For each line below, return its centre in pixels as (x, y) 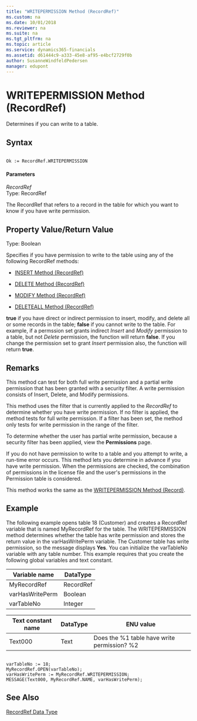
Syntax (19, 142)
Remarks (23, 368)
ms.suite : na (22, 33)
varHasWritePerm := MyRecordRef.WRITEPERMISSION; (68, 674)
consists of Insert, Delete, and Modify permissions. (67, 394)
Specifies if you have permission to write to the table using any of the (90, 255)
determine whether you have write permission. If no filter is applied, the (92, 412)
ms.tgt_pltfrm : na (28, 39)
